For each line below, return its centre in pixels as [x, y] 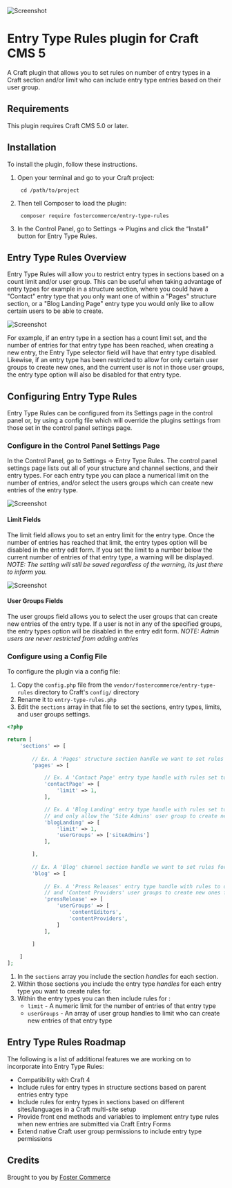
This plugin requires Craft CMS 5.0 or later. [68, 125]
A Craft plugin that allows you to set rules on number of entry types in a [109, 72]
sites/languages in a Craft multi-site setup [77, 1109]
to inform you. [27, 572]
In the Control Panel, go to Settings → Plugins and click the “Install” [113, 228]
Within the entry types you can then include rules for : [94, 999]
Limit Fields [24, 520]
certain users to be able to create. [55, 311]
